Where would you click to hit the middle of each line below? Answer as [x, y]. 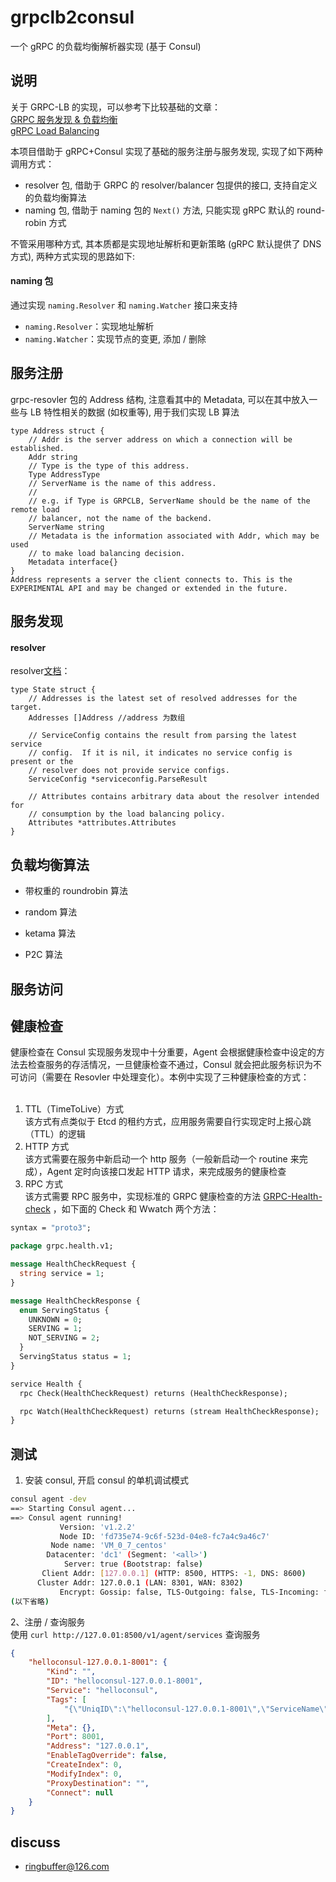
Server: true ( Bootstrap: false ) [133, 1564]
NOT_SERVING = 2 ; [64, 1338]
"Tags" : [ [66, 1699]
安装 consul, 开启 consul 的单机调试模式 [107, 1480]
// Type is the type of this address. [109, 466]
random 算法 [51, 912]
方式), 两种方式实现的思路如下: [73, 256]
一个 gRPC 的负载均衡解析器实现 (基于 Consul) [106, 46]
